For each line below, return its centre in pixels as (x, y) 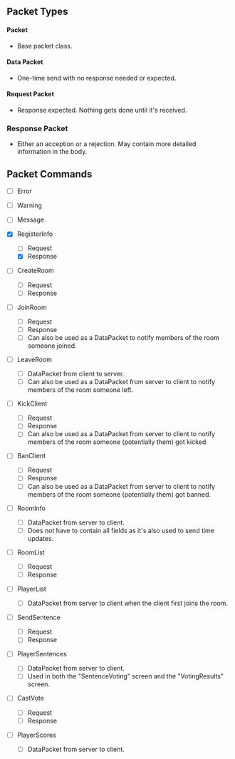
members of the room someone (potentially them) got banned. (119, 494)
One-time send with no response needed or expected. (96, 78)
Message (30, 220)
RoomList (31, 552)
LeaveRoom (35, 359)
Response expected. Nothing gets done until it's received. (102, 110)
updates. (41, 538)
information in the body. (52, 152)
